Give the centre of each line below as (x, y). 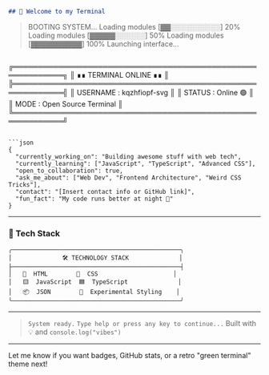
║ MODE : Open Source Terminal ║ (66, 103)
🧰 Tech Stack (34, 233)
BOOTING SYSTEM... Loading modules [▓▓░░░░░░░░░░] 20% (134, 26)
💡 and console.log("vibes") (74, 332)
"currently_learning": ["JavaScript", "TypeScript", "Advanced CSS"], (136, 163)
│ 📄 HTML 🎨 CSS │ (93, 274)
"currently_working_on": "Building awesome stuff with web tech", (128, 156)
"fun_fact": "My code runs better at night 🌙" (94, 199)
